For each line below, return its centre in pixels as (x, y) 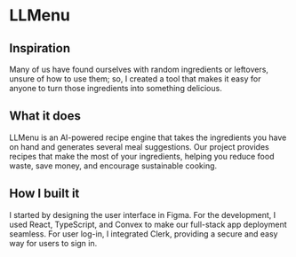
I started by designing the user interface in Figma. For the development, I (143, 214)
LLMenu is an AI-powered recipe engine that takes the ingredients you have (148, 137)
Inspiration (40, 48)
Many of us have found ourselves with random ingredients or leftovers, (139, 69)
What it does (45, 116)
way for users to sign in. (53, 243)
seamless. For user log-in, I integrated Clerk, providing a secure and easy (144, 234)
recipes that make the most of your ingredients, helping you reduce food (142, 156)
